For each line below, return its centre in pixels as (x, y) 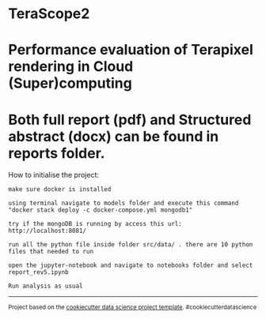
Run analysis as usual (46, 286)
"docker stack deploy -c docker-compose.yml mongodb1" (101, 210)
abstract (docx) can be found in (114, 136)
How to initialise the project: (53, 175)
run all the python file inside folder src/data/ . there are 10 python (131, 245)
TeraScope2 (49, 14)
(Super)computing (70, 83)
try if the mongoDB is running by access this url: (95, 224)
